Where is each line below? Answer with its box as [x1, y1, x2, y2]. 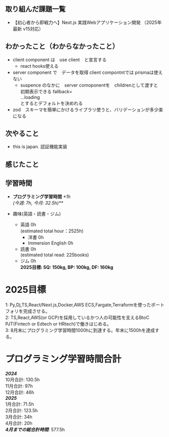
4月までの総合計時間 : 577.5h [5, 426, 65, 432]
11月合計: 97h [5, 383, 33, 389]
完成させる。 [22, 308, 50, 314]
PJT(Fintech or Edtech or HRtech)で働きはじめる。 [5, 320, 112, 327]
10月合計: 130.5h [5, 376, 40, 383]
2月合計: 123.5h [5, 407, 38, 414]
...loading [20, 94, 40, 100]
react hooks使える [20, 63, 59, 69]
